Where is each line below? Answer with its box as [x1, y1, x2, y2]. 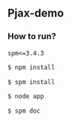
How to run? [7, 31, 57, 42]
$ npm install [7, 63, 56, 71]
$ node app [7, 92, 44, 100]
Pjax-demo [7, 6, 64, 20]
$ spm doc [7, 107, 41, 116]
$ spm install [7, 78, 56, 86]
